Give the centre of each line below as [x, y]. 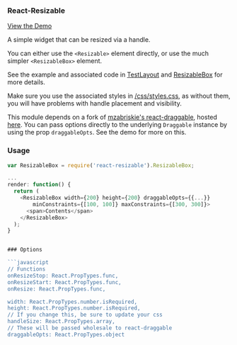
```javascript [28, 263]
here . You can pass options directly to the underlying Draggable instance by [117, 125]
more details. [27, 82]
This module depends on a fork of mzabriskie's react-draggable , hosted [112, 117]
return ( [27, 191]
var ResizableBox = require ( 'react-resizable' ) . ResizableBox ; [101, 165]
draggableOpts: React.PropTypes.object [66, 334]
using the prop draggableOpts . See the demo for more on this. [97, 132]
